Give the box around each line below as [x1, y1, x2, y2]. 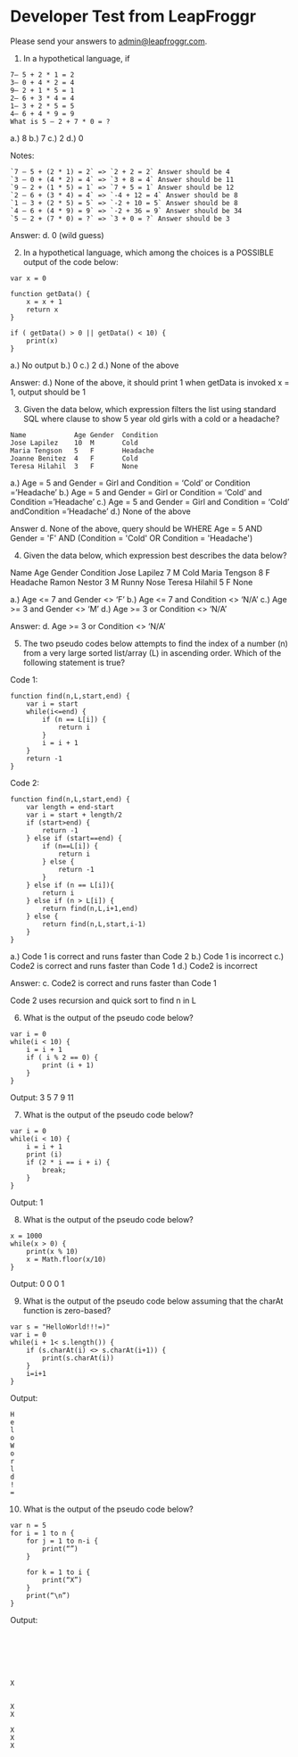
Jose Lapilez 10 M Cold [10, 438, 139, 447]
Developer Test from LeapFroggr [10, 6, 257, 27]
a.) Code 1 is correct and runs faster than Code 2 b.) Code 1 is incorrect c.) [10, 950, 285, 961]
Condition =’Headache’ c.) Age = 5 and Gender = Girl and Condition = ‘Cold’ [10, 496, 290, 507]
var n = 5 [10, 1521, 47, 1529]
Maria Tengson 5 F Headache [10, 446, 154, 455]
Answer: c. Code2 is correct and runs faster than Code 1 [10, 977, 217, 988]
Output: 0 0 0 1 [10, 1278, 65, 1289]
